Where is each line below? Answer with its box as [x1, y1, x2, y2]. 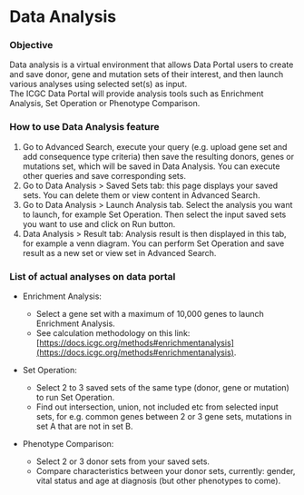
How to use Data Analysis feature [9, 121, 160, 134]
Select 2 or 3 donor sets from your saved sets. [35, 456, 211, 467]
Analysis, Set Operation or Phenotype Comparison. [9, 98, 201, 109]
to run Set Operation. [35, 392, 115, 403]
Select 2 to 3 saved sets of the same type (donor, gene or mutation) [35, 382, 290, 393]
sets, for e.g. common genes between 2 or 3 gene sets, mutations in [35, 411, 292, 422]
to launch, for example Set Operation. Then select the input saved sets [22, 209, 287, 220]
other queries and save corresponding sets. [22, 170, 186, 181]
